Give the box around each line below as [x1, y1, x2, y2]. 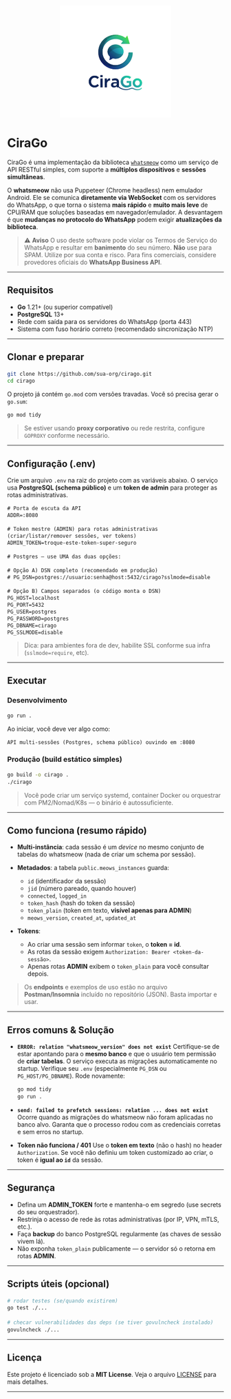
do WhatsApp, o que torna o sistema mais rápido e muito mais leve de [7, 201, 208, 209]
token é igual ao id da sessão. [16, 1156, 103, 1164]
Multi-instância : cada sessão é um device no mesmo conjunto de [16, 843, 204, 852]
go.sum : [7, 397, 27, 405]
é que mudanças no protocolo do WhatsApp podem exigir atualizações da [7, 215, 222, 223]
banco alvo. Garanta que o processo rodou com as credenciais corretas [16, 1120, 221, 1129]
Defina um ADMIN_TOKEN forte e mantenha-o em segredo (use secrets [16, 1200, 221, 1209]
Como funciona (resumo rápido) [7, 825, 147, 836]
